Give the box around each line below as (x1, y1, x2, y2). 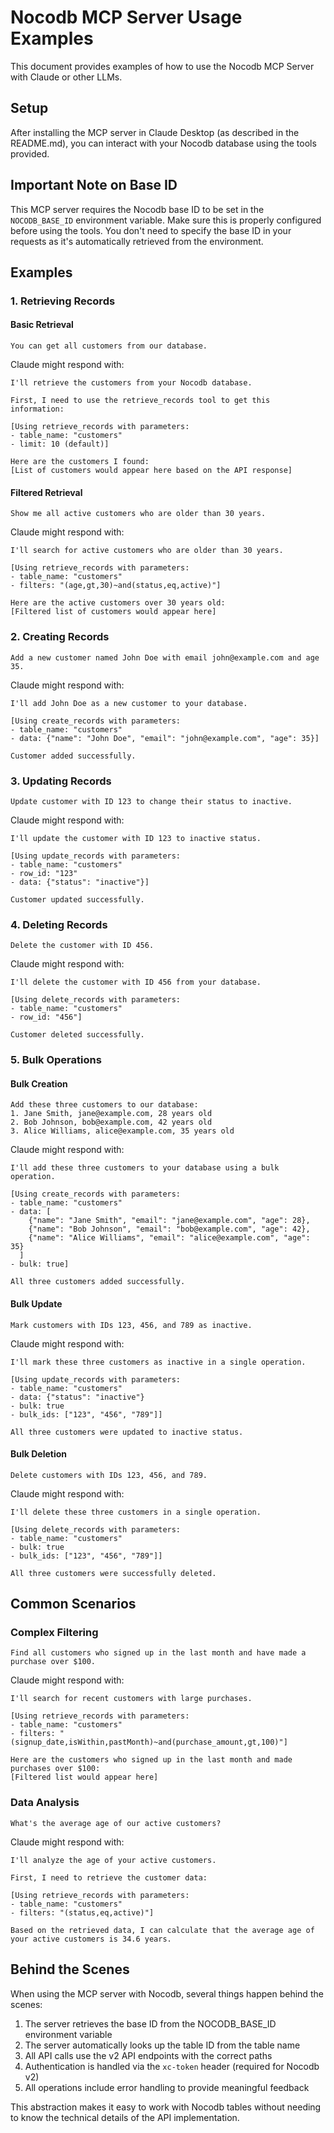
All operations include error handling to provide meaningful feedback (24, 2081, 310, 2093)
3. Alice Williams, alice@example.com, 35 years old (10, 1126, 235, 1136)
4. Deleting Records (10, 917, 108, 931)
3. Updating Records (10, 774, 112, 788)
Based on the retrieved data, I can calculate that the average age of (10, 1925, 315, 1935)
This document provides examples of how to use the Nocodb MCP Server (10, 60, 315, 72)
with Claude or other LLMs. (10, 71, 123, 83)
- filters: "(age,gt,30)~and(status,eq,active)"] (10, 581, 222, 591)
